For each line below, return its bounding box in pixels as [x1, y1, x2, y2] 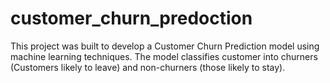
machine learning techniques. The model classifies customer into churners [10, 50, 318, 62]
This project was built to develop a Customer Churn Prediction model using [10, 40, 320, 52]
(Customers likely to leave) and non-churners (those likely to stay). [10, 61, 286, 73]
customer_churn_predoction [10, 7, 253, 30]
